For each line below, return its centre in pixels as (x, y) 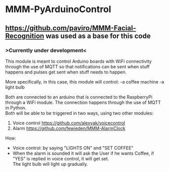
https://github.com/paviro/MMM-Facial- (71, 28)
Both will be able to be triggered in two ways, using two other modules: (79, 113)
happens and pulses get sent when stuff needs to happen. (66, 72)
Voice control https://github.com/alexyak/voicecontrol (69, 123)
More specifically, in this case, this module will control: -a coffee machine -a (85, 81)
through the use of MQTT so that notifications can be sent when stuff (78, 66)
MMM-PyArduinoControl (58, 9)
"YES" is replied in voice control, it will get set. (61, 158)
